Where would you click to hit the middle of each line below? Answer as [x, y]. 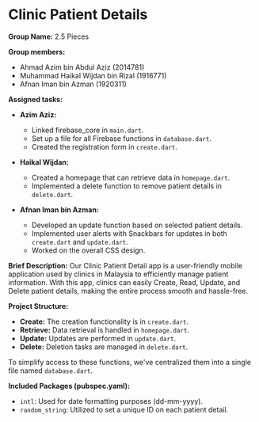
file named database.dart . [51, 371]
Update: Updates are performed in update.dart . [98, 338]
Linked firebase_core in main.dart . [88, 130]
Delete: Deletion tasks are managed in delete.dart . [104, 347]
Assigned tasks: [36, 99]
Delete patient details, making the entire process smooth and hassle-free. [128, 291]
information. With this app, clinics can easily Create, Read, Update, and [124, 282]
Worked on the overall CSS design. [88, 250]
